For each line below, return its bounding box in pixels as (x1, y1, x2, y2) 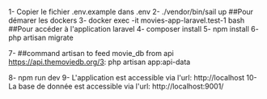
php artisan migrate (8, 32, 74, 42)
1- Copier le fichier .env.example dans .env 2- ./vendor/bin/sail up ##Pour (8, 7, 253, 16)
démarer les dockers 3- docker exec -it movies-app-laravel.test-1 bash (8, 15, 245, 25)
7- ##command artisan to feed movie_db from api (8, 49, 174, 58)
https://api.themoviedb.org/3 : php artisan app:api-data (8, 57, 191, 67)
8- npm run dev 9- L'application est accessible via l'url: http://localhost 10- (8, 73, 257, 82)
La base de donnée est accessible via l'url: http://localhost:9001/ (8, 81, 224, 91)
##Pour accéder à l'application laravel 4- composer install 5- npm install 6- (8, 24, 259, 33)
